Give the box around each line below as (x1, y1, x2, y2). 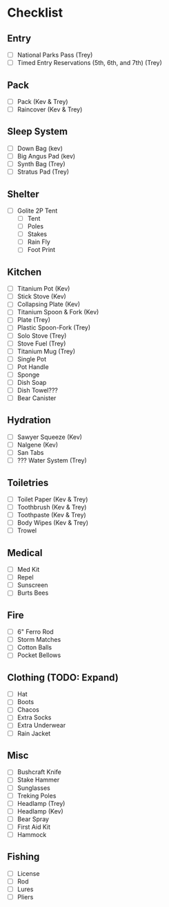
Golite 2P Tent (17, 206, 58, 215)
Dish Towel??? (17, 386, 59, 394)
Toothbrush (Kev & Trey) (17, 503, 87, 511)
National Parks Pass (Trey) (17, 51, 93, 59)
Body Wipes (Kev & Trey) (17, 519, 88, 527)
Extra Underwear (17, 721, 66, 730)
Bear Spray (17, 815, 50, 823)
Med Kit (17, 566, 40, 574)
